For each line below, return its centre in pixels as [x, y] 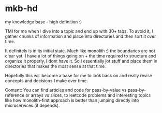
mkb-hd [21, 8]
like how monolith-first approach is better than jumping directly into [72, 100]
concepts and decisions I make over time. [46, 81]
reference [15, 95]
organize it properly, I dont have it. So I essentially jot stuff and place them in [81, 61]
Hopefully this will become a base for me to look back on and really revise [79, 75]
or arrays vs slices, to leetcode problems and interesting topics [88, 95]
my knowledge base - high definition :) [44, 22]
